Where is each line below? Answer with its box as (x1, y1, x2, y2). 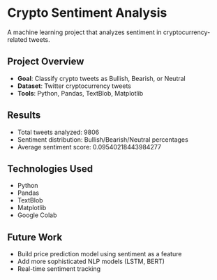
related (7, 35, 28, 43)
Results (7, 110, 41, 121)
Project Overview (7, 56, 84, 68)
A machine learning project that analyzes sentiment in (7, 28, 162, 36)
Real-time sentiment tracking (17, 265, 101, 273)
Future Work (7, 231, 63, 243)
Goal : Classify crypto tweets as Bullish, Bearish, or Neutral (17, 74, 186, 82)
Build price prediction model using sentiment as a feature (17, 250, 182, 258)
